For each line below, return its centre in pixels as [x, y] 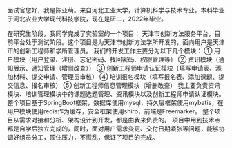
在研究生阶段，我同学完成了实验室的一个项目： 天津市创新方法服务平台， [111, 34]
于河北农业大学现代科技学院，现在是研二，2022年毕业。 [87, 19]
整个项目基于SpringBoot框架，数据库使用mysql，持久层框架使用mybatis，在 [115, 103]
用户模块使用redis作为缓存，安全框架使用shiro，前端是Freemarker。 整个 [111, 111]
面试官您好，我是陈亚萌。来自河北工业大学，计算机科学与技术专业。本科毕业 [116, 10]
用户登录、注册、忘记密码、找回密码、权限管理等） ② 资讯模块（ [125, 59]
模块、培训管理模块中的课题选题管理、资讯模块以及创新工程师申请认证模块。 [116, 94]
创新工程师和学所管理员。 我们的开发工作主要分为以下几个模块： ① [116, 51]
